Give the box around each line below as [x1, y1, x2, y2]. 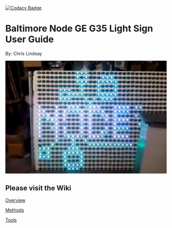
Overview [5, 197, 26, 203]
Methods [5, 207, 25, 213]
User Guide [5, 34, 54, 45]
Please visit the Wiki [5, 184, 72, 192]
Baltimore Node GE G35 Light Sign [5, 23, 154, 34]
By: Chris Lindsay [5, 50, 42, 56]
